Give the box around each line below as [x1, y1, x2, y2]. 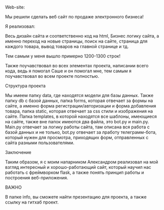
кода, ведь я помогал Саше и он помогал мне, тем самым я [5, 68, 132, 74]
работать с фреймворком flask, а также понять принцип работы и [5, 169, 144, 175]
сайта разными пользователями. [5, 140, 75, 146]
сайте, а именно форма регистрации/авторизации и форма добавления [5, 103, 156, 108]
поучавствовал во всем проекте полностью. [5, 73, 99, 79]
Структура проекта [5, 83, 46, 89]
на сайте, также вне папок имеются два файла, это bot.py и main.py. [5, 119, 149, 124]
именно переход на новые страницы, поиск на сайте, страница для [5, 38, 148, 44]
